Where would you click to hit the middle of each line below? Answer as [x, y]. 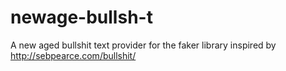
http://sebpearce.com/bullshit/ [73, 55]
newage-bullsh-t [81, 17]
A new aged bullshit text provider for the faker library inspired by [143, 45]
